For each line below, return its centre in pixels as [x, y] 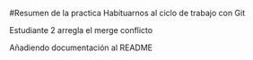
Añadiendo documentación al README [81, 47]
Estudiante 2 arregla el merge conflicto [81, 30]
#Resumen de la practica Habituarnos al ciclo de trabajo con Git [127, 13]
